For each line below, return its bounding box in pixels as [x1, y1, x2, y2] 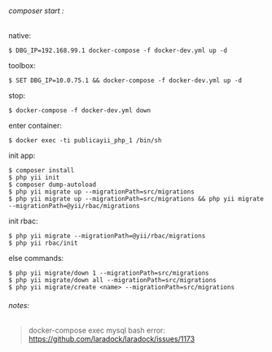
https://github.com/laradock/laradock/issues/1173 [28, 334, 195, 344]
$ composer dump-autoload [8, 180, 96, 189]
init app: [8, 150, 36, 161]
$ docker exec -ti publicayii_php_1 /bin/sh [8, 137, 162, 145]
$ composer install [8, 167, 75, 175]
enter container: [8, 121, 63, 131]
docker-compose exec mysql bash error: [28, 325, 165, 336]
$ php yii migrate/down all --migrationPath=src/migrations [8, 276, 217, 285]
